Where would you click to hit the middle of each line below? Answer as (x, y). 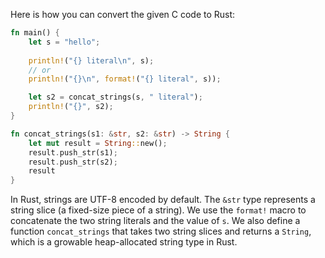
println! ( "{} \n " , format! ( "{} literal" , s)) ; (125, 79)
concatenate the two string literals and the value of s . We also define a (155, 221)
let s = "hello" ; (64, 42)
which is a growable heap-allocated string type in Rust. (124, 242)
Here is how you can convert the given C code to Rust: (123, 14)
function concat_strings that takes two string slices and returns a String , (161, 231)
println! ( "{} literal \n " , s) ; (91, 60)
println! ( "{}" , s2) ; (71, 107)
